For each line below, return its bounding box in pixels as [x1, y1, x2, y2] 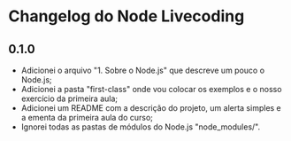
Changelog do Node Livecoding [8, 6, 245, 27]
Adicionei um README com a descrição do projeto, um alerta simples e [20, 103, 282, 113]
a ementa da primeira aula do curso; [20, 113, 154, 122]
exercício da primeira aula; [20, 93, 119, 104]
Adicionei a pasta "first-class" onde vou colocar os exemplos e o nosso [20, 84, 282, 94]
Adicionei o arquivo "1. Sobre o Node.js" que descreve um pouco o [20, 65, 265, 75]
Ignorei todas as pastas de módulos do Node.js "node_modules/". [20, 121, 261, 132]
